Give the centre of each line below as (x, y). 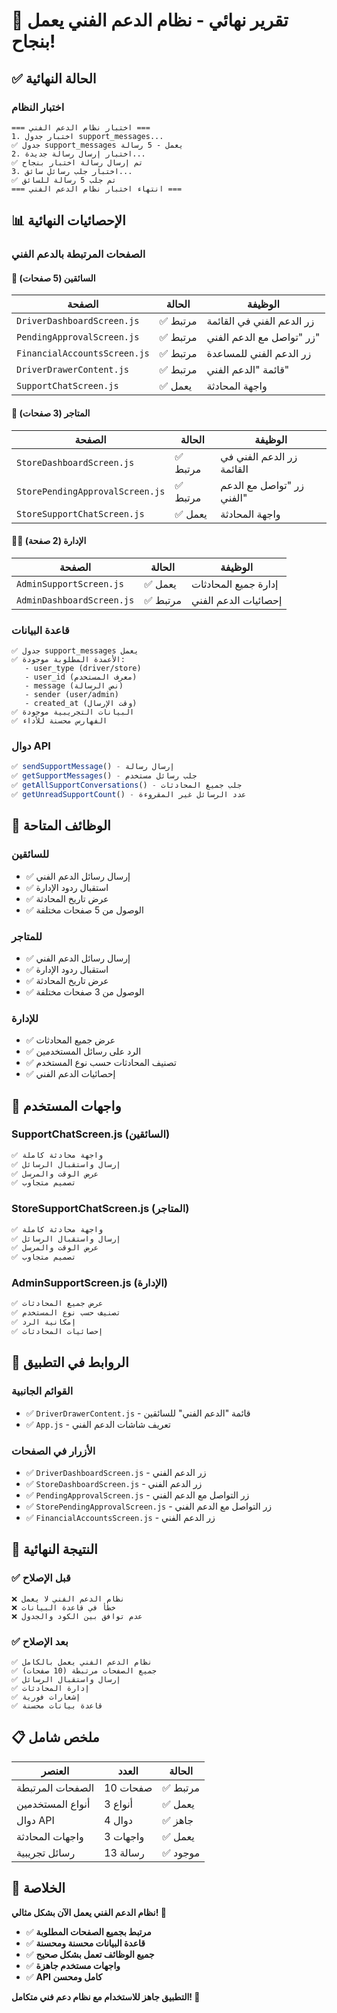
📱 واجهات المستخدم (66, 1105)
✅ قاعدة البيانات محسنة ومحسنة (85, 1943)
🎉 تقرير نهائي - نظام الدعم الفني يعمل (150, 20)
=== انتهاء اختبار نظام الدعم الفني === (97, 189)
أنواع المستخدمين (53, 1804)
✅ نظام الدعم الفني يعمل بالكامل (82, 1662)
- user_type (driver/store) (83, 669)
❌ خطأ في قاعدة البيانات (63, 1607)
